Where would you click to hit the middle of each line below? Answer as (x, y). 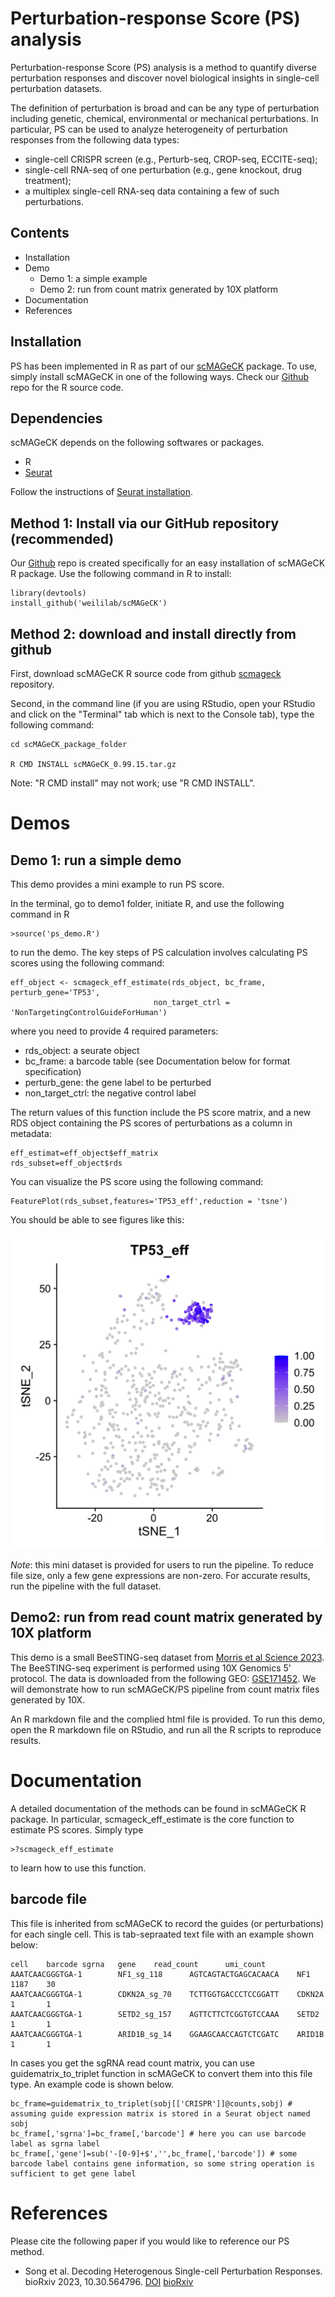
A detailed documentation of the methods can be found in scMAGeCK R (158, 1808)
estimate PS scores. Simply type (77, 1829)
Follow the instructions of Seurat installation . (102, 492)
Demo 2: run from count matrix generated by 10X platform (159, 289)
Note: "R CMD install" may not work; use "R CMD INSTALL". (133, 783)
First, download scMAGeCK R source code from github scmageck (146, 673)
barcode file (49, 1899)
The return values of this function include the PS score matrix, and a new (161, 1112)
